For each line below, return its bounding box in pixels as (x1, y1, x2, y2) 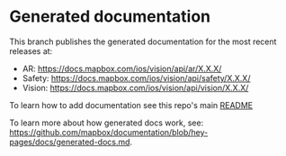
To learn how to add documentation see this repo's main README (9, 99, 254, 110)
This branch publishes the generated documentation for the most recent (9, 36, 277, 47)
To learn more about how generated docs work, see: (9, 117, 204, 128)
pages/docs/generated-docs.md (9, 136, 130, 147)
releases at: (9, 45, 53, 56)
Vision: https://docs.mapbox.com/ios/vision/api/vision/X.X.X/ (22, 82, 249, 93)
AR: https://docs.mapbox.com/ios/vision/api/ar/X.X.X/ (22, 63, 222, 74)
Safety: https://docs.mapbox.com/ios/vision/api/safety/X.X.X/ (22, 72, 251, 83)
